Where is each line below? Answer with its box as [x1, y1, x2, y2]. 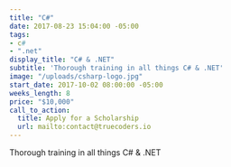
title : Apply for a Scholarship [17, 114, 140, 123]
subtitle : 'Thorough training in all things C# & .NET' [9, 64, 224, 73]
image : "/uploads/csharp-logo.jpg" [9, 72, 143, 81]
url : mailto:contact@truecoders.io [17, 123, 152, 132]
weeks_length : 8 [9, 88, 70, 97]
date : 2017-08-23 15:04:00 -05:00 [9, 22, 140, 31]
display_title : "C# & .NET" [9, 55, 115, 64]
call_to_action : [9, 106, 70, 115]
